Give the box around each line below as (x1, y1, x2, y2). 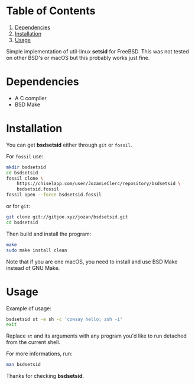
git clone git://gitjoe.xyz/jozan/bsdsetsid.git (6, 214, 128, 220)
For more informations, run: (6, 350, 73, 357)
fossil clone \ (6, 175, 44, 182)
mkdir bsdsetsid (6, 164, 46, 170)
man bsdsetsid (6, 362, 41, 368)
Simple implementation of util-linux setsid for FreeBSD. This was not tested (6, 47, 189, 55)
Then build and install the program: (6, 230, 92, 237)
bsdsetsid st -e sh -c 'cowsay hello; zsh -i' (6, 316, 123, 322)
